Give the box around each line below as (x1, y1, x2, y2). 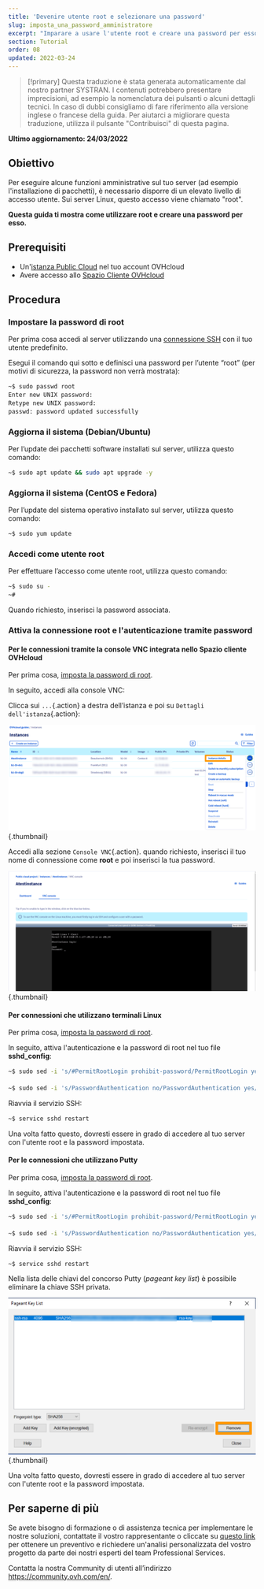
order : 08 (8, 46, 41, 54)
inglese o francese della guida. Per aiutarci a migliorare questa (27, 110, 230, 120)
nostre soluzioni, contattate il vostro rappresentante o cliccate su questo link (8, 1531, 256, 1540)
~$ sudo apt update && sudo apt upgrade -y (8, 469, 153, 477)
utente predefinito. (8, 343, 68, 352)
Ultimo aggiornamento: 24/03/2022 (8, 134, 128, 143)
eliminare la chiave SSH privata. (8, 1283, 111, 1292)
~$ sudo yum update (8, 530, 72, 538)
